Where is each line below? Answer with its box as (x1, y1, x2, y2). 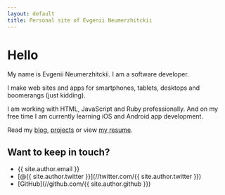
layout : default (7, 10, 55, 18)
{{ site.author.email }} (17, 165, 79, 173)
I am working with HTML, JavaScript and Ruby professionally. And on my (7, 105, 219, 113)
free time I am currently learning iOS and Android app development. (7, 112, 204, 121)
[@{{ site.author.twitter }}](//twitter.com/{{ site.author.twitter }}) (17, 173, 202, 181)
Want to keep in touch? (7, 146, 110, 158)
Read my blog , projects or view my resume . (7, 126, 133, 134)
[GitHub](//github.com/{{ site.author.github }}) (17, 180, 151, 188)
